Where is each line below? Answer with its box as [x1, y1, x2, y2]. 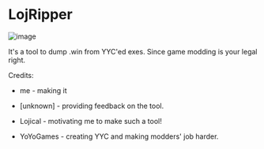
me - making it [19, 85, 67, 95]
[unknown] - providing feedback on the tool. [19, 101, 164, 110]
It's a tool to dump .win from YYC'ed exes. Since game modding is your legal [8, 47, 258, 56]
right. [8, 55, 26, 65]
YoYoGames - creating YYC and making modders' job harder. [19, 132, 219, 141]
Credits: [8, 70, 34, 80]
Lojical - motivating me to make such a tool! [19, 116, 162, 125]
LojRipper [8, 6, 73, 24]
